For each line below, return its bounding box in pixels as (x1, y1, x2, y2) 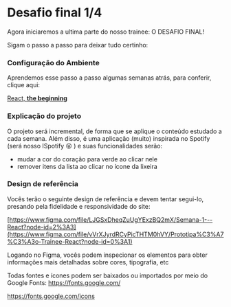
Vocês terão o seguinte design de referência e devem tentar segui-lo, (7, 194, 204, 203)
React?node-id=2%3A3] (7, 223, 77, 231)
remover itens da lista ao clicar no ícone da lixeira (16, 162, 158, 170)
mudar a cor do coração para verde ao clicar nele (16, 155, 158, 163)
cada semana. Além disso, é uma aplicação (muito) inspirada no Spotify (7, 134, 210, 142)
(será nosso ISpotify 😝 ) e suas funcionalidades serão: (7, 141, 163, 150)
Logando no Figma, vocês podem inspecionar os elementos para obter (7, 251, 208, 259)
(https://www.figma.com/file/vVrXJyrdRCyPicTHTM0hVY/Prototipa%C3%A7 (7, 230, 224, 238)
